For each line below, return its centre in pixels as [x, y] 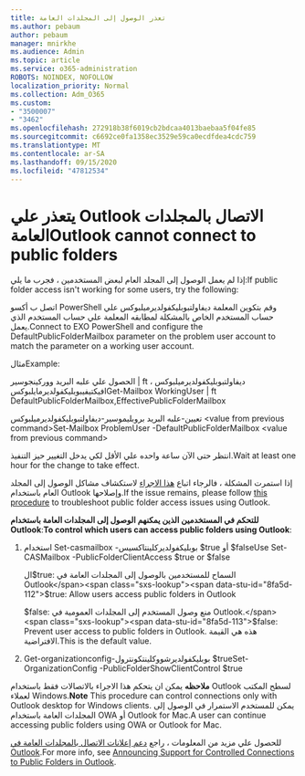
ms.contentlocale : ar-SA [58, 153]
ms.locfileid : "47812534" [59, 171]
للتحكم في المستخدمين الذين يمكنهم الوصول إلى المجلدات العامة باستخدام [135, 520]
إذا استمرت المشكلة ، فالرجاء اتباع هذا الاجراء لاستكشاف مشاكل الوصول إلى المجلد [152, 483]
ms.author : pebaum [45, 26]
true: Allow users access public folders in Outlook [143, 594]
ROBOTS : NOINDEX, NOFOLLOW [62, 78]
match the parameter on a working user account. [102, 346]
